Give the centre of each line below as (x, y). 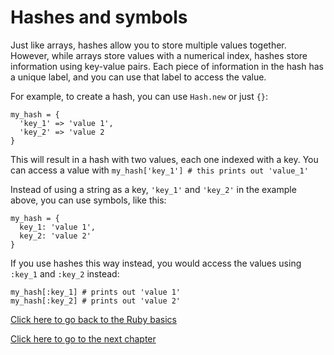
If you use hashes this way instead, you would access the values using (156, 263)
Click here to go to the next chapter (83, 338)
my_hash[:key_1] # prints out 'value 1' (96, 292)
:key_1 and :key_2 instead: (65, 273)
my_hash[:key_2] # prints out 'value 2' (96, 301)
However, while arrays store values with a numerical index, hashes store (159, 55)
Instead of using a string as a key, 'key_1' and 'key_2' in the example (153, 189)
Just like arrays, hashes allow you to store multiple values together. (148, 45)
